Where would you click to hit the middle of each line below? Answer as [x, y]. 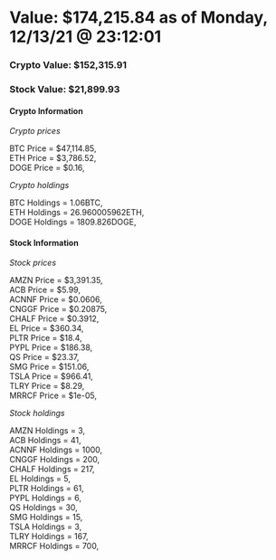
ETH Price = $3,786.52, [53, 158]
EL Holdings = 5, [40, 479]
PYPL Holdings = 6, [46, 498]
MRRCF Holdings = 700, [54, 546]
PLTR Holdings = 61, [47, 489]
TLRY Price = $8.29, [47, 386]
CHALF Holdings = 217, [52, 470]
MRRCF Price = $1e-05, [53, 395]
